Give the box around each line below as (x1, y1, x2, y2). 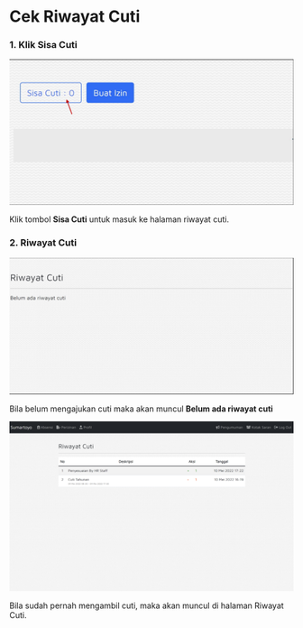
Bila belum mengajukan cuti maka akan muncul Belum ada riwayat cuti (9, 403, 273, 414)
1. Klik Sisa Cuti (9, 39, 78, 51)
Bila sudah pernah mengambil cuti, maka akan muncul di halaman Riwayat (9, 600, 284, 611)
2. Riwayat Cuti (9, 236, 78, 249)
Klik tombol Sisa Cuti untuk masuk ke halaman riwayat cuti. (9, 214, 230, 225)
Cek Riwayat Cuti (9, 6, 141, 27)
